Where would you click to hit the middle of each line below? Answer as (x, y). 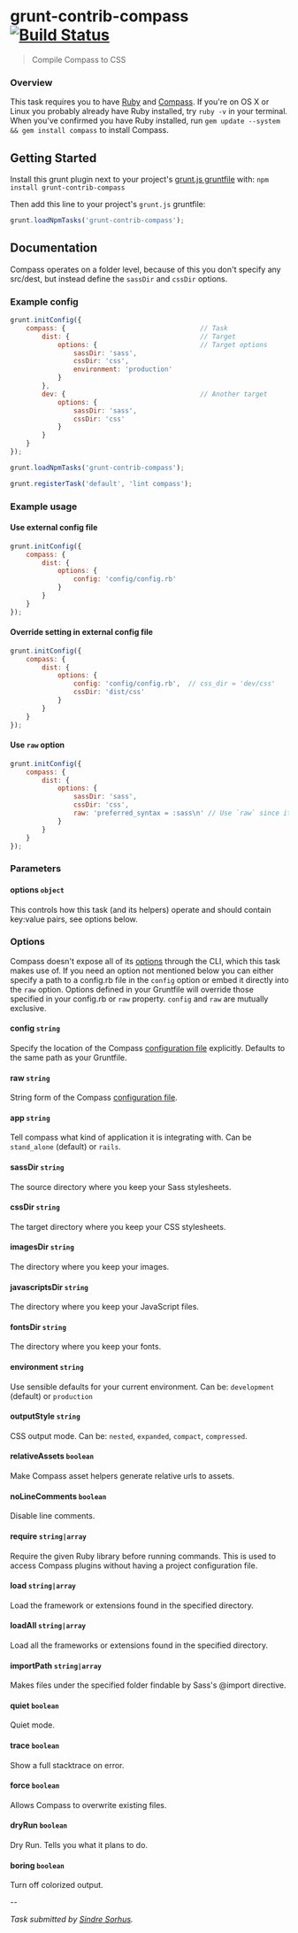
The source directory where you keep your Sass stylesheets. (121, 1187)
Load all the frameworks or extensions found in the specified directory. (139, 1645)
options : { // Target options (162, 344)
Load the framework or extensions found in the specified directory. (132, 1605)
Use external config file (54, 528)
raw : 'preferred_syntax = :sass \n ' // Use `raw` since (176, 813)
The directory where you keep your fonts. (86, 1347)
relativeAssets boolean (52, 1456)
